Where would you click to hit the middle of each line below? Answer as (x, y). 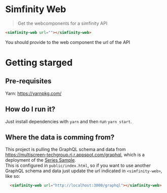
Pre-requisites (28, 81)
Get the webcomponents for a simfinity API (62, 23)
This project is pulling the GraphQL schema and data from (66, 150)
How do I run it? (30, 109)
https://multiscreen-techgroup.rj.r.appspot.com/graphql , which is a (75, 155)
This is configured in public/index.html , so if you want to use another (78, 166)
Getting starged (39, 63)
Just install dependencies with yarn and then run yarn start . (69, 121)
